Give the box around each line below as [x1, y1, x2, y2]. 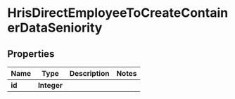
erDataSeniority [7, 20, 103, 36]
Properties [7, 48, 55, 60]
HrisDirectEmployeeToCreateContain [7, 5, 229, 21]
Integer [37, 81, 63, 90]
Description [69, 69, 110, 78]
